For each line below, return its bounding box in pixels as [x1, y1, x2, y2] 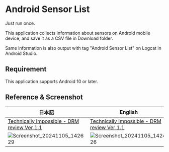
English [120, 108, 138, 115]
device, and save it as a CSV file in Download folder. [5, 35, 113, 41]
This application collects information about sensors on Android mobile [5, 30, 150, 36]
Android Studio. [5, 50, 38, 56]
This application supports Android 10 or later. [5, 78, 99, 84]
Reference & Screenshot [5, 93, 83, 102]
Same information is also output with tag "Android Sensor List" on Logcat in [5, 45, 162, 51]
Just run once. [5, 20, 35, 26]
